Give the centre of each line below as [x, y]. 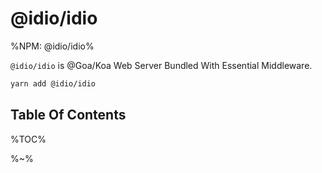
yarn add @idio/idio [53, 83]
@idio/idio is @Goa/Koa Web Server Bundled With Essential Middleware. [161, 65]
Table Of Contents [68, 115]
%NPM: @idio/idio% [52, 46]
